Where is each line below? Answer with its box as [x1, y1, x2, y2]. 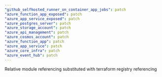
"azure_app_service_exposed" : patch [4, 16, 80, 21]
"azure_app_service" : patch [4, 44, 63, 49]
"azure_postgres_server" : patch [4, 21, 71, 26]
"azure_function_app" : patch [4, 39, 65, 44]
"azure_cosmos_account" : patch [4, 35, 69, 40]
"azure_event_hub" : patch [4, 52, 58, 58]
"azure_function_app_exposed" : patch [4, 12, 82, 17]
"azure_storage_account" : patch [4, 26, 71, 30]
